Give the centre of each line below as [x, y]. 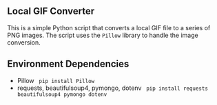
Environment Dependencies [68, 64]
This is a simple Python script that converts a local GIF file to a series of [109, 27]
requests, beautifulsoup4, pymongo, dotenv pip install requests [113, 88]
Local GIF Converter [51, 11]
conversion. [24, 42]
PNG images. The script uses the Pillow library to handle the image [103, 35]
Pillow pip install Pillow [56, 80]
